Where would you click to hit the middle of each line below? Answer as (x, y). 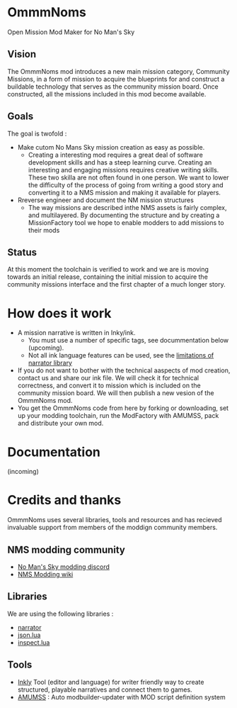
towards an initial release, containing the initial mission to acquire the (108, 277)
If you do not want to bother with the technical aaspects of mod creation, (124, 370)
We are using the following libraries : (60, 614)
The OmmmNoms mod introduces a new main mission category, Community (118, 71)
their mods (44, 230)
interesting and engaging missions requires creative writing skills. (123, 170)
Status (22, 252)
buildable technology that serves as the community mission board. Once (113, 87)
